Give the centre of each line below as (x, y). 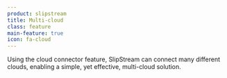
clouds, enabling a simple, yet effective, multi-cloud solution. (94, 67)
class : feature (29, 26)
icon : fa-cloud (29, 40)
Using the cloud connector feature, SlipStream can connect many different (114, 59)
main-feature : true (35, 33)
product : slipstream (37, 14)
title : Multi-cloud (35, 20)
